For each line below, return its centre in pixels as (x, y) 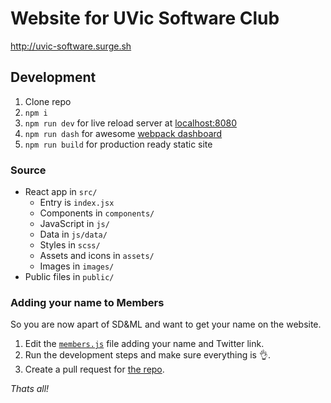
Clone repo (48, 101)
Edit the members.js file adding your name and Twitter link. (144, 344)
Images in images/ (77, 266)
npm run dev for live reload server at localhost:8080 (131, 123)
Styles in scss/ (70, 245)
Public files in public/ (69, 277)
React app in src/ (61, 192)
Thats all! (30, 389)
